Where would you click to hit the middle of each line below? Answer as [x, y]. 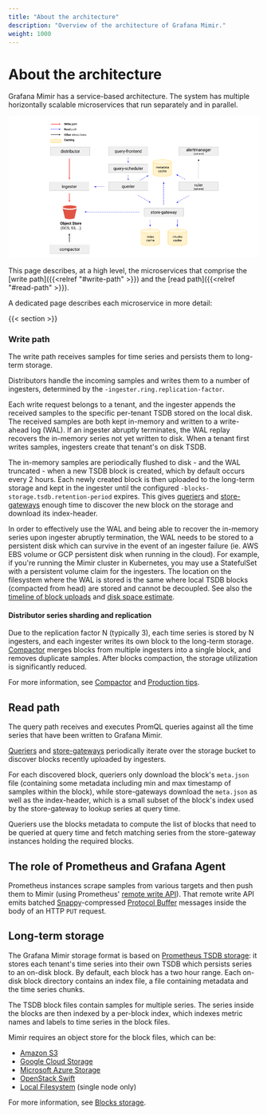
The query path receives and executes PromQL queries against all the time [131, 727]
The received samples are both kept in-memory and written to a [113, 422]
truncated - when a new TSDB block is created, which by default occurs [127, 471]
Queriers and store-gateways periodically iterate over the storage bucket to [132, 751]
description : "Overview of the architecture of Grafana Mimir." [117, 25]
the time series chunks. [47, 989]
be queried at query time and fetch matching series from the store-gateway [132, 833]
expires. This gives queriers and [166, 496]
